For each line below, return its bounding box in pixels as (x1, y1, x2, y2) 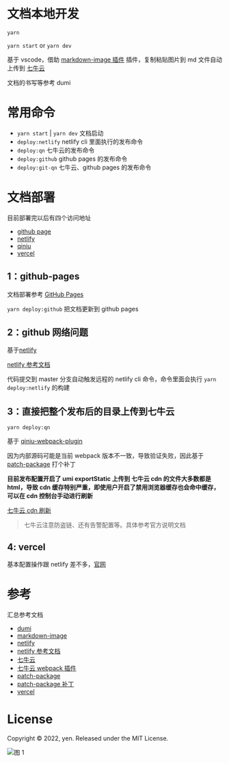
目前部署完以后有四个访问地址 (7, 214, 91, 222)
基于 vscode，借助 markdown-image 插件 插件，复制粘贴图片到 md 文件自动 (7, 55, 222, 64)
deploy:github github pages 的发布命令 (16, 155, 128, 163)
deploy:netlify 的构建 (7, 384, 70, 392)
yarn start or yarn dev (7, 41, 72, 49)
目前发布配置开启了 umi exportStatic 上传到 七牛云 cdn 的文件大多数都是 (7, 475, 212, 483)
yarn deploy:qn (7, 424, 51, 431)
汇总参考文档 (7, 610, 43, 619)
